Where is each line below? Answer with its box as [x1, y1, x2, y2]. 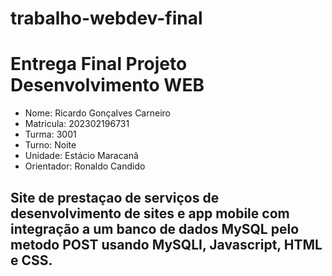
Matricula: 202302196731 [24, 118, 130, 130]
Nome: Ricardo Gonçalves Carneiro [24, 107, 171, 119]
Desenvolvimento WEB [10, 74, 205, 97]
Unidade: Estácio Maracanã [24, 150, 139, 162]
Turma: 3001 [24, 128, 77, 141]
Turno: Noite [24, 139, 77, 151]
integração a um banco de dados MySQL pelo [10, 220, 300, 237]
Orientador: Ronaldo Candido [24, 160, 146, 172]
